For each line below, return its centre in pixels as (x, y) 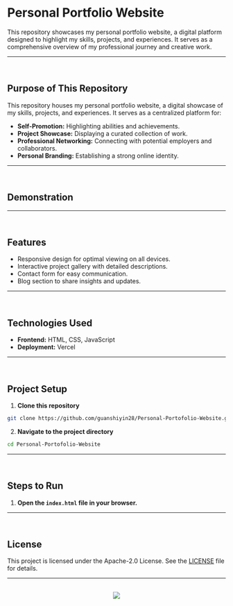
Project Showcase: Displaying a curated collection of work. (103, 133)
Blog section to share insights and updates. (79, 281)
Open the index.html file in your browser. (77, 503)
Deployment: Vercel (46, 347)
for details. (23, 569)
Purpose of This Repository (68, 89)
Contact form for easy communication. (72, 274)
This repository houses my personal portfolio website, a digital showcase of (115, 105)
